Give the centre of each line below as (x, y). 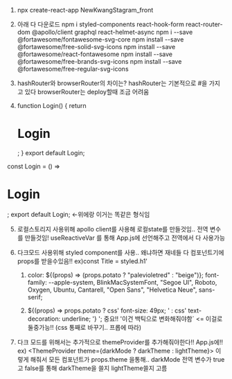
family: (37, 282)
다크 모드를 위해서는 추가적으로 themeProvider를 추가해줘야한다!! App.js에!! (120, 342)
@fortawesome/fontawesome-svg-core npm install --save (100, 39)
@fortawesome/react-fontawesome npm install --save (95, 54)
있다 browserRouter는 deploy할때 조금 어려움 (87, 92)
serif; (35, 297)
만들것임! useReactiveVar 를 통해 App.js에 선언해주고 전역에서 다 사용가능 (125, 238)
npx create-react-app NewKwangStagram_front (85, 10)
